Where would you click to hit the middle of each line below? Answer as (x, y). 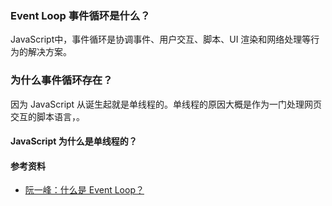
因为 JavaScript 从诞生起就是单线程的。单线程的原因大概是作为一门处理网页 (166, 104)
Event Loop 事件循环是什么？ (80, 15)
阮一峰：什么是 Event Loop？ (84, 190)
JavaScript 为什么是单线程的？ (74, 141)
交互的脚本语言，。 (47, 116)
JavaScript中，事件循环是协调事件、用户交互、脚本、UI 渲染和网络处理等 (161, 39)
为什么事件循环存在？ (61, 80)
